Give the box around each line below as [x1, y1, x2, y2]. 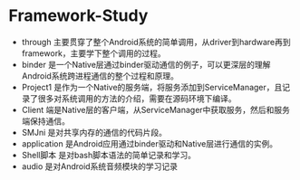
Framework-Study [8, 5, 149, 26]
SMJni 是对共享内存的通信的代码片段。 [21, 127, 168, 137]
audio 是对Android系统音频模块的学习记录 [21, 160, 179, 172]
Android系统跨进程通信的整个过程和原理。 [21, 70, 179, 81]
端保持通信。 [21, 115, 70, 127]
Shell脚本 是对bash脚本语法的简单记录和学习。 [21, 149, 197, 160]
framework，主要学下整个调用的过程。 [21, 47, 167, 59]
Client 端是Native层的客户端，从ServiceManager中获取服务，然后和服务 [21, 104, 291, 115]
